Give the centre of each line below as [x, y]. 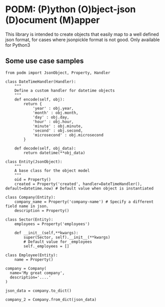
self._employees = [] [47, 246]
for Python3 [18, 45]
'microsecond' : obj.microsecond [68, 135]
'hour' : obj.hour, [53, 121]
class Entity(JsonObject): [34, 162]
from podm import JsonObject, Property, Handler [58, 73]
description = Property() [42, 210]
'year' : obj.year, [53, 108]
